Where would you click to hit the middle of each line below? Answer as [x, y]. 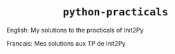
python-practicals [116, 12]
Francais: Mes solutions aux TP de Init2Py [66, 43]
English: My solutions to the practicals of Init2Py [75, 30]
